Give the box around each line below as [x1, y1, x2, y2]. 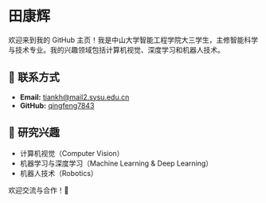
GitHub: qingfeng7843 [19, 100, 95, 110]
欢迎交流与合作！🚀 [8, 185, 69, 195]
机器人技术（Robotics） [19, 168, 98, 178]
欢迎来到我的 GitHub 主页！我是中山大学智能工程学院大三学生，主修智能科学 [8, 35, 259, 45]
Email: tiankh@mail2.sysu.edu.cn [19, 92, 130, 102]
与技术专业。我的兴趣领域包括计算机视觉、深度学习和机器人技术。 [8, 45, 225, 54]
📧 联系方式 [8, 71, 60, 84]
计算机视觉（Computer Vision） [19, 148, 124, 158]
